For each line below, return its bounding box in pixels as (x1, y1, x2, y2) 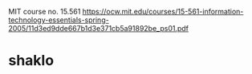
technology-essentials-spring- (8, 15, 110, 25)
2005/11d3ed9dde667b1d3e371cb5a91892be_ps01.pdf (8, 24, 189, 33)
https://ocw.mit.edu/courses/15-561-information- (82, 7, 244, 16)
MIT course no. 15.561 (8, 7, 81, 16)
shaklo (8, 52, 55, 70)
